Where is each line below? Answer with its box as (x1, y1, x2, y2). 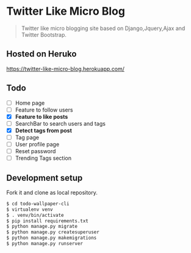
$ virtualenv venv (6, 206, 53, 213)
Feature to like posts (15, 113, 68, 120)
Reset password (15, 148, 56, 154)
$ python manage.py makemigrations (6, 235, 97, 241)
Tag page (15, 134, 40, 141)
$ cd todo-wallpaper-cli (6, 200, 70, 206)
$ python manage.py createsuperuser (6, 229, 99, 235)
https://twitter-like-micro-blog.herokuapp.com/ (6, 65, 125, 72)
